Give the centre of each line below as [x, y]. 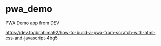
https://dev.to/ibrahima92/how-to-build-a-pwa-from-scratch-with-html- [80, 32]
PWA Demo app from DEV [32, 23]
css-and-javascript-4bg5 [32, 38]
